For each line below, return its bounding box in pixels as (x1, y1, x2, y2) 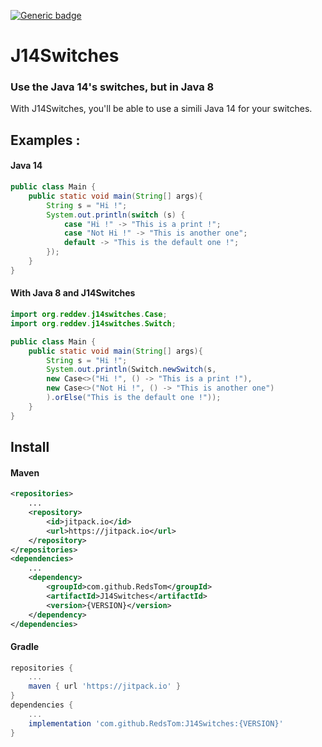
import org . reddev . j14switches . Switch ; (10, 318, 177, 329)
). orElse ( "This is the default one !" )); (46, 393, 222, 403)
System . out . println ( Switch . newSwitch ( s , (46, 365, 217, 375)
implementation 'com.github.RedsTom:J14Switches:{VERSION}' (28, 718, 284, 729)
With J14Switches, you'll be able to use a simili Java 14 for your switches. (10, 103, 313, 115)
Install (10, 439, 50, 456)
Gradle (10, 640, 40, 652)
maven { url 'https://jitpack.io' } (28, 681, 182, 692)
